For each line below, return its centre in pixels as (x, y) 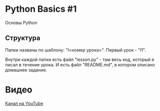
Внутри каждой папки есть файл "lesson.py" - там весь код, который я (80, 59)
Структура (23, 38)
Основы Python (21, 23)
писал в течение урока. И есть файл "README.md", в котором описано (80, 64)
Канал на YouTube (24, 103)
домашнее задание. (26, 70)
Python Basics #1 (41, 9)
